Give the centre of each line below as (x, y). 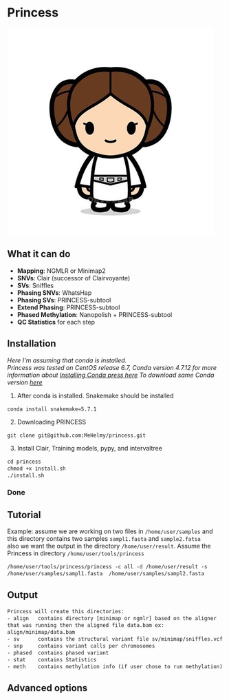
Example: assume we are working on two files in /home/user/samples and (110, 531)
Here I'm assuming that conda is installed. (67, 360)
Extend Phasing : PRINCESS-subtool (68, 307)
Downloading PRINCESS (52, 422)
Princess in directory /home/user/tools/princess (76, 553)
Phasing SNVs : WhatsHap (54, 292)
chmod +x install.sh (37, 469)
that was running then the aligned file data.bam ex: (86, 626)
